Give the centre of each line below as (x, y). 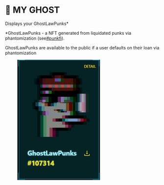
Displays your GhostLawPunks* (37, 23)
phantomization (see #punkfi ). (35, 38)
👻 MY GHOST (33, 10)
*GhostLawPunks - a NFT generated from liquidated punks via (68, 33)
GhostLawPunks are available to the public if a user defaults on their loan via (82, 47)
